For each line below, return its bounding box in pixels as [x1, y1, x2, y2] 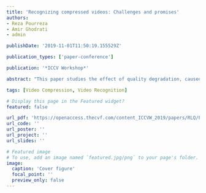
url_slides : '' [6, 137, 45, 144]
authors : [6, 15, 29, 21]
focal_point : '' [12, 172, 53, 178]
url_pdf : [6, 115, 29, 121]
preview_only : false [12, 177, 64, 184]
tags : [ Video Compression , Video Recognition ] [6, 87, 128, 93]
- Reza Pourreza [6, 20, 48, 26]
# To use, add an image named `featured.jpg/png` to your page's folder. [6, 154, 199, 161]
